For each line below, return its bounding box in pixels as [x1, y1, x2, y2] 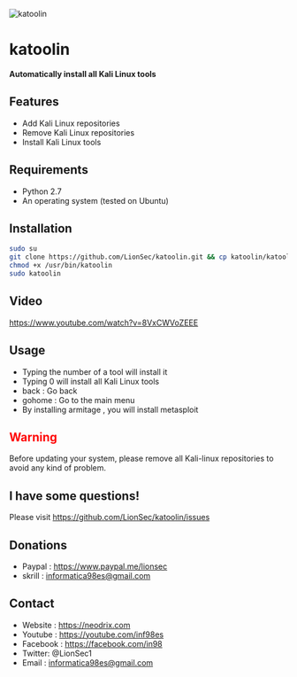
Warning [9, 430, 57, 445]
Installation [9, 221, 72, 236]
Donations [9, 537, 68, 553]
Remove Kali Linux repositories [21, 127, 135, 137]
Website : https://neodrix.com [21, 619, 131, 630]
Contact [9, 596, 55, 611]
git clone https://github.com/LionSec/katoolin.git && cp [9, 253, 227, 261]
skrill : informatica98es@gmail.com [21, 570, 151, 580]
